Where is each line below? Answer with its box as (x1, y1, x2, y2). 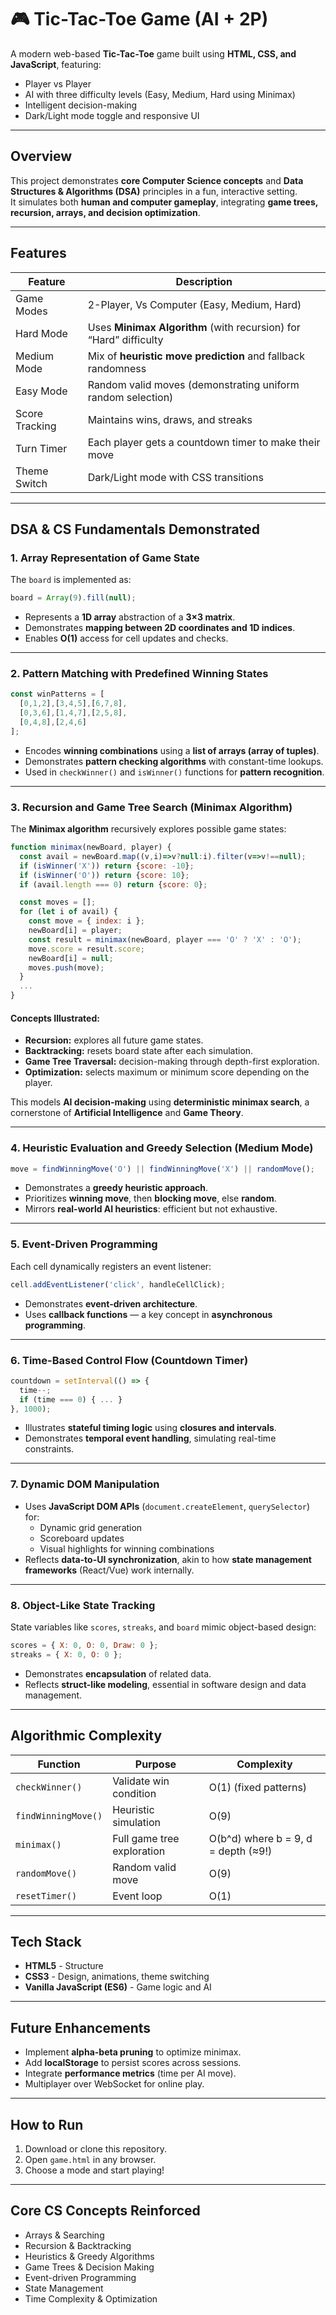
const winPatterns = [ (10, 689, 105, 700)
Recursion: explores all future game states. (24, 1034, 204, 1046)
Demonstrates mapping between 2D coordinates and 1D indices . (24, 622, 296, 634)
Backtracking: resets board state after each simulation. (24, 1045, 254, 1057)
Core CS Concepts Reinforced (10, 2202, 201, 2220)
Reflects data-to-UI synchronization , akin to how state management (24, 1553, 312, 1565)
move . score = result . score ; (28, 944, 145, 954)
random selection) (87, 390, 174, 404)
